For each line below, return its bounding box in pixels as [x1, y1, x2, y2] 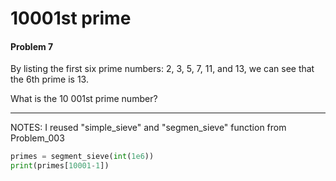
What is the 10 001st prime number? [10, 93, 158, 105]
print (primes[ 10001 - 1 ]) [10, 161, 110, 171]
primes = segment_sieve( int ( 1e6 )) [10, 152, 155, 162]
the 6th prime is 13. [10, 73, 89, 86]
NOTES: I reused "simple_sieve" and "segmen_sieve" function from [10, 122, 287, 134]
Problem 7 [10, 40, 54, 52]
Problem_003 [10, 132, 65, 144]
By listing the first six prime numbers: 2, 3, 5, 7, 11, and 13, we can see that [10, 63, 315, 75]
